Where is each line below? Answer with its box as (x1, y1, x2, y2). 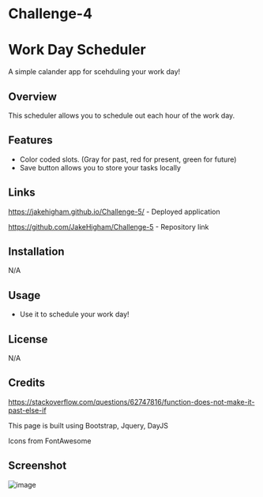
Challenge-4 (8, 5, 93, 23)
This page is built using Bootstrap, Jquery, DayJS (8, 420, 168, 430)
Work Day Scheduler (8, 41, 146, 59)
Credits (8, 376, 46, 390)
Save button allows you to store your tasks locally (19, 163, 182, 172)
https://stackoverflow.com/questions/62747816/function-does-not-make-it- (8, 397, 255, 406)
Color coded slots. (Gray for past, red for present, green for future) (19, 155, 237, 164)
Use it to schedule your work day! (19, 309, 130, 319)
